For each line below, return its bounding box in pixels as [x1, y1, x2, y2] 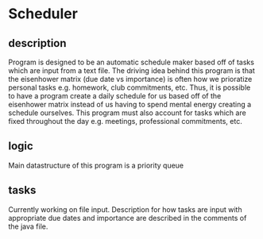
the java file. [8, 222, 48, 231]
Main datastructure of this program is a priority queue [8, 160, 184, 170]
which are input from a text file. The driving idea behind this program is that [8, 66, 256, 75]
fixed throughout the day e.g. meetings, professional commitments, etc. [8, 117, 242, 125]
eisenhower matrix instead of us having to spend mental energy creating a [8, 100, 252, 109]
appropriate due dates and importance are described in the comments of [8, 213, 247, 222]
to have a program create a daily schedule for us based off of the [8, 91, 222, 100]
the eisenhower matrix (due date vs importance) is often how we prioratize [8, 75, 253, 83]
